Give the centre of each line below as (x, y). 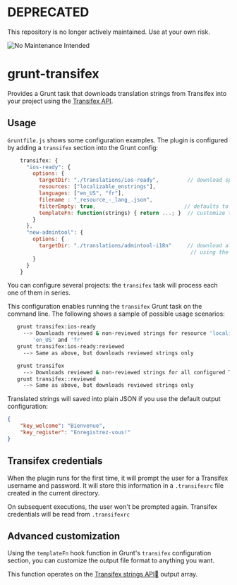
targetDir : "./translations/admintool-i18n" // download (130, 246)
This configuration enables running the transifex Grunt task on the (105, 307)
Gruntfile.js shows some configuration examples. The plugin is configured (117, 140)
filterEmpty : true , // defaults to (134, 206)
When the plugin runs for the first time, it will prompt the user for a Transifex (118, 478)
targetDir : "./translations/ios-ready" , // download (130, 180)
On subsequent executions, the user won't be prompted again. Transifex (112, 506)
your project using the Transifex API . (60, 101)
